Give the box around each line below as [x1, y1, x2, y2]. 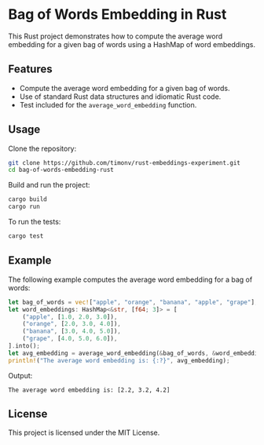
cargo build [8, 195, 47, 203]
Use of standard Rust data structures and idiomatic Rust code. [19, 92, 222, 101]
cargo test [8, 232, 44, 240]
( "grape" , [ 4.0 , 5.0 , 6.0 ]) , [22, 335, 118, 343]
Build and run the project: [8, 181, 90, 190]
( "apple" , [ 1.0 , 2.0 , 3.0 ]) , [22, 312, 118, 321]
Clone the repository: [8, 144, 77, 153]
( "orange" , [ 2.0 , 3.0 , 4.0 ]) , [22, 320, 122, 328]
